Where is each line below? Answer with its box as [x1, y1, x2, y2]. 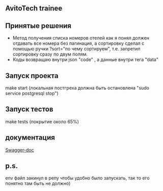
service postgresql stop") [5, 90, 59, 96]
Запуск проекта [5, 71, 59, 80]
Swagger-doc [5, 147, 34, 153]
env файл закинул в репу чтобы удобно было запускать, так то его [5, 175, 150, 181]
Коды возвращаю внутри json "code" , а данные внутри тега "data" [12, 57, 159, 63]
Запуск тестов [5, 105, 53, 114]
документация [5, 133, 55, 142]
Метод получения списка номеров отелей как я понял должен [12, 35, 149, 41]
